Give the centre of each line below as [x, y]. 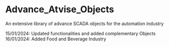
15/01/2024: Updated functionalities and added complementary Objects [80, 33]
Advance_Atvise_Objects [60, 9]
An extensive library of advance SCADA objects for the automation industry [84, 24]
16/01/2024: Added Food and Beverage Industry [56, 39]
